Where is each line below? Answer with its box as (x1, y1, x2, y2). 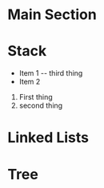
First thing (18, 92, 53, 102)
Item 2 (18, 77, 41, 87)
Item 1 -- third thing (18, 69, 83, 78)
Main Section (7, 6, 97, 24)
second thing (18, 101, 63, 111)
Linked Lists (7, 129, 90, 147)
